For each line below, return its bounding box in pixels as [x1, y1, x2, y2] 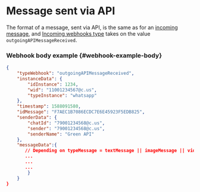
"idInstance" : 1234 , [27, 81, 79, 87]
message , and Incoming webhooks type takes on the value [6, 30, 151, 37]
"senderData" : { [17, 115, 58, 121]
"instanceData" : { [17, 75, 62, 81]
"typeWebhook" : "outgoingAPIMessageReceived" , [17, 70, 135, 77]
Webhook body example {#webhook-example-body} [6, 51, 162, 59]
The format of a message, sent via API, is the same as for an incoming [6, 24, 179, 31]
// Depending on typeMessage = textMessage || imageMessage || [24, 147, 185, 154]
